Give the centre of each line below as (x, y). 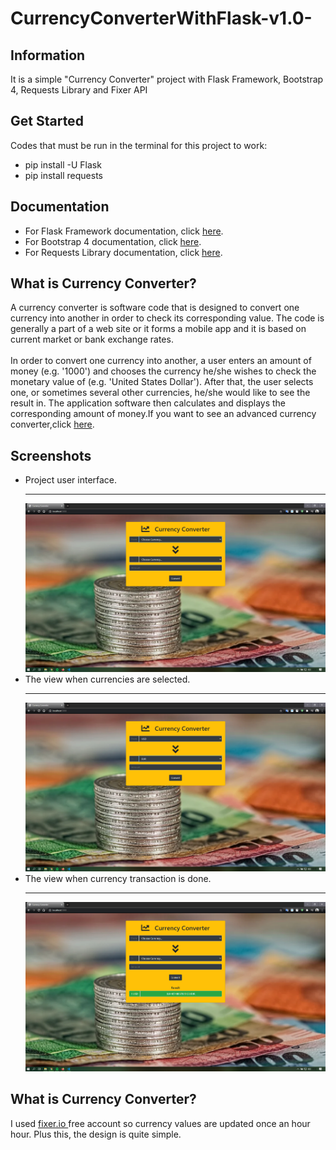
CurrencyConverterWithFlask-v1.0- (161, 18)
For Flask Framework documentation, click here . (124, 231)
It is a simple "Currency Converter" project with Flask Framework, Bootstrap (167, 79)
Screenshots (51, 455)
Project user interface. (71, 480)
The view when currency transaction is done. (118, 879)
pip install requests (63, 175)
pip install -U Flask (63, 164)
